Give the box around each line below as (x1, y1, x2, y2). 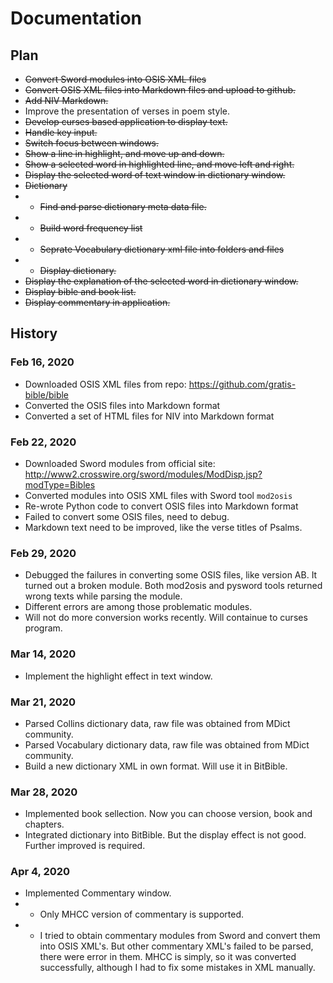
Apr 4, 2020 (10, 865, 71, 879)
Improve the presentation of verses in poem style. (24, 105, 230, 117)
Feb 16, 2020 (10, 355, 75, 369)
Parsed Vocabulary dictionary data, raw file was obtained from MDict (24, 738, 310, 751)
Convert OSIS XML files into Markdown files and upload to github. (24, 84, 297, 96)
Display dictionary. (39, 265, 117, 276)
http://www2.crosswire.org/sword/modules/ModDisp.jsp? (24, 468, 263, 480)
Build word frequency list (39, 222, 143, 234)
